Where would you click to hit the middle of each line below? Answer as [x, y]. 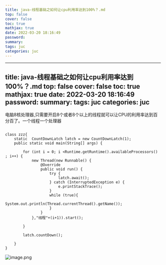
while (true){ [64, 195]
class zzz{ [16, 135]
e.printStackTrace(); [80, 187]
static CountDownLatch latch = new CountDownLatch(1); [73, 139]
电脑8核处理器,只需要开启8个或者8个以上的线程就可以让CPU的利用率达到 [79, 115]
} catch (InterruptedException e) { [87, 182]
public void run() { [62, 169]
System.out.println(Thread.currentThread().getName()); [64, 204]
